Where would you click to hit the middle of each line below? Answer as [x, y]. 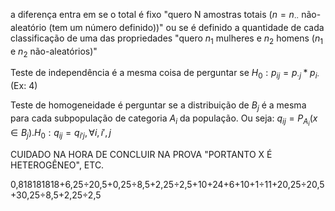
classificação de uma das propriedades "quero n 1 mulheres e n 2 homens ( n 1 [166, 39]
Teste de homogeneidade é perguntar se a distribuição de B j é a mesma [158, 106]
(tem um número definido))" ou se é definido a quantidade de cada [186, 27]
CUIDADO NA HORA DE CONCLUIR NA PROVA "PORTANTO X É [141, 154]
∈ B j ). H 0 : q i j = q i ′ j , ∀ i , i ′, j [61, 134]
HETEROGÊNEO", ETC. [57, 165]
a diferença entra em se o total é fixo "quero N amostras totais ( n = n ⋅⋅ [155, 16]
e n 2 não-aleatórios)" [54, 52]
